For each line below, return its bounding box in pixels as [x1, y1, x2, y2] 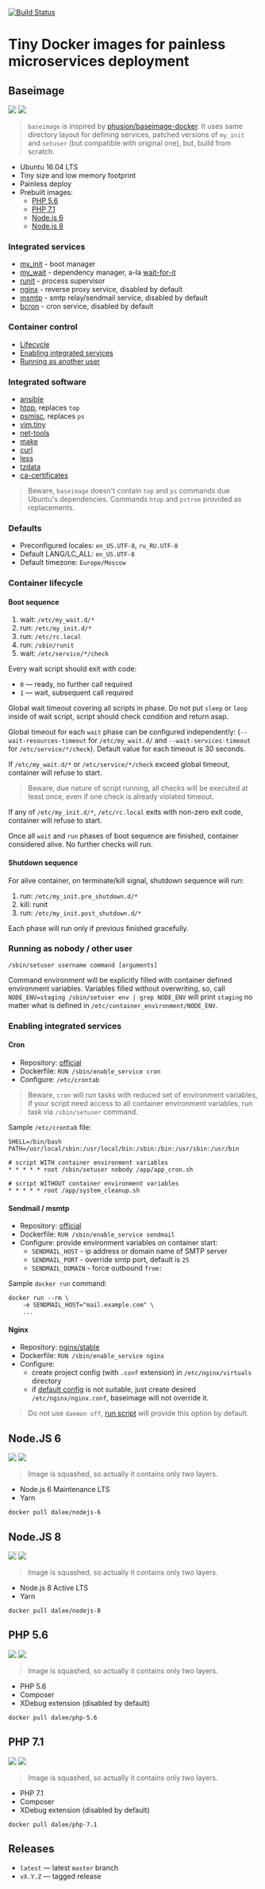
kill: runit [19, 899, 48, 909]
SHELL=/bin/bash [8, 1138, 62, 1146]
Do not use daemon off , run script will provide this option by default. [27, 1408, 249, 1418]
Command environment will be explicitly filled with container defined [8, 975, 232, 984]
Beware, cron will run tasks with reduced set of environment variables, [27, 1090, 258, 1100]
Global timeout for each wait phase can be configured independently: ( [8, 727, 240, 737]
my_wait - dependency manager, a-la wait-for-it [19, 267, 176, 278]
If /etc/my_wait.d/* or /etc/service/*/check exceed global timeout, [8, 760, 230, 769]
